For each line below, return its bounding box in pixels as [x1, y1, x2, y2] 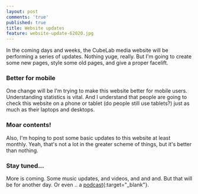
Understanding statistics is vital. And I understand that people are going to [6, 94, 187, 101]
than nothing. [6, 147, 38, 154]
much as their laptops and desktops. [6, 106, 95, 113]
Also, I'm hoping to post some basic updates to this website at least [6, 134, 171, 142]
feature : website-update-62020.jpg [6, 31, 94, 37]
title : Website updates [6, 25, 65, 31]
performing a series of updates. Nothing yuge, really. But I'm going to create [6, 53, 192, 60]
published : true [6, 19, 46, 25]
